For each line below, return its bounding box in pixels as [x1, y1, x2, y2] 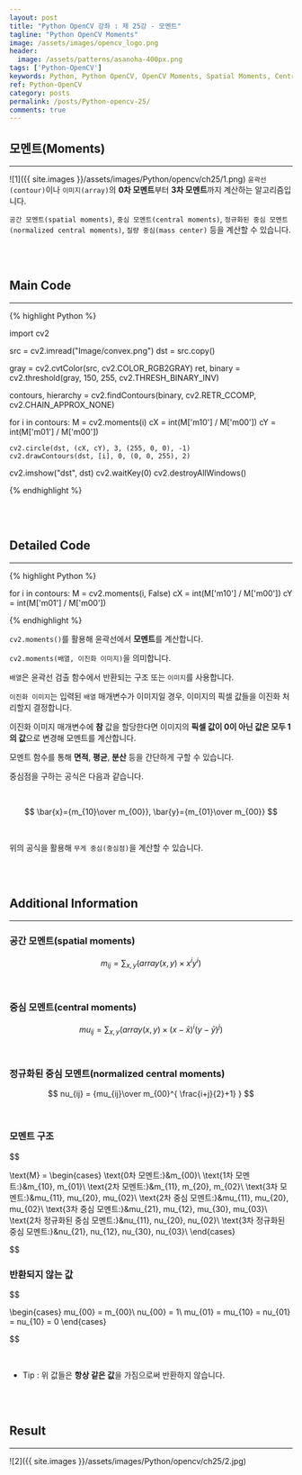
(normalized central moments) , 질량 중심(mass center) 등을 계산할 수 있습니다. [9, 224, 292, 235]
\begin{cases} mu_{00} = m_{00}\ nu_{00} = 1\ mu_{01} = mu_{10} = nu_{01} [9, 1307, 291, 1317]
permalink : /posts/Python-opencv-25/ [9, 96, 151, 106]
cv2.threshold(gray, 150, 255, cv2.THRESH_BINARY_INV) [9, 372, 220, 383]
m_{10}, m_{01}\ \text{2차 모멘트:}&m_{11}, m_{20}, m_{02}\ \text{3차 [26, 1181, 279, 1191]
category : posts [9, 88, 70, 97]
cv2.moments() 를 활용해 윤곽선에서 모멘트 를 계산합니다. [9, 633, 204, 644]
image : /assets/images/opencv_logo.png [9, 38, 159, 48]
